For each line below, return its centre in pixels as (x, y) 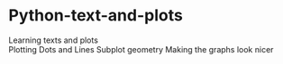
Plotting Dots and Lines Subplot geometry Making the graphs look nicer (141, 49)
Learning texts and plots (53, 40)
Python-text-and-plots (96, 16)
